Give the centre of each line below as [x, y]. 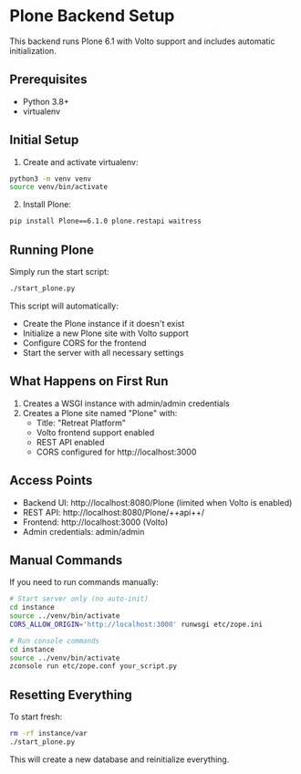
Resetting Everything [71, 695]
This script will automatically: [64, 306]
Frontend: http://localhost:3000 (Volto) [95, 522]
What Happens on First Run [89, 381]
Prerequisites [48, 80]
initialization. [33, 50]
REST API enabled [70, 442]
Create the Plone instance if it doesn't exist [104, 323]
